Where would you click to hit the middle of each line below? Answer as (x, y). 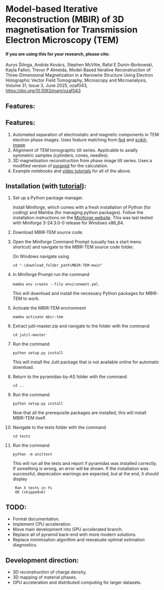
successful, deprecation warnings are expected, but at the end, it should (86, 474)
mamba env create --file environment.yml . (56, 284)
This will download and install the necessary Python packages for (79, 294)
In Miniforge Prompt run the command (51, 274)
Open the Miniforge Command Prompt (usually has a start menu (77, 242)
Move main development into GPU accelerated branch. (68, 529)
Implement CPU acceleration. (42, 524)
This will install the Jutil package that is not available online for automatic (86, 362)
